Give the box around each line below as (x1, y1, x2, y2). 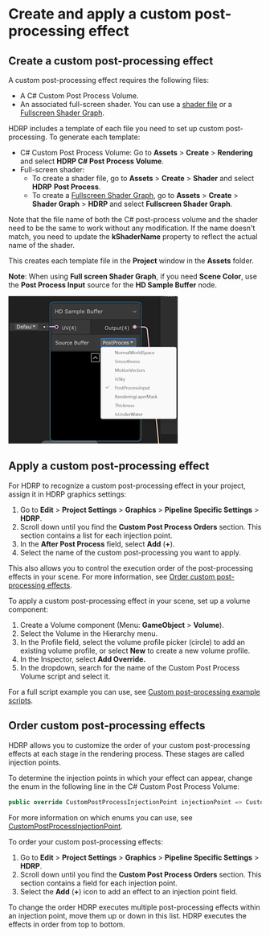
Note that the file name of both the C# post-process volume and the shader (8, 215, 259, 224)
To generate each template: (49, 132, 141, 142)
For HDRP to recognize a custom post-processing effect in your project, (8, 481, 247, 490)
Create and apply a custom (8, 5, 191, 23)
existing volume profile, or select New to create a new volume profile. (19, 646, 251, 655)
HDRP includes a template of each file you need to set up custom (8, 124, 224, 133)
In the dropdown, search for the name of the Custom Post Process (19, 663, 240, 672)
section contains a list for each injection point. (19, 530, 173, 540)
